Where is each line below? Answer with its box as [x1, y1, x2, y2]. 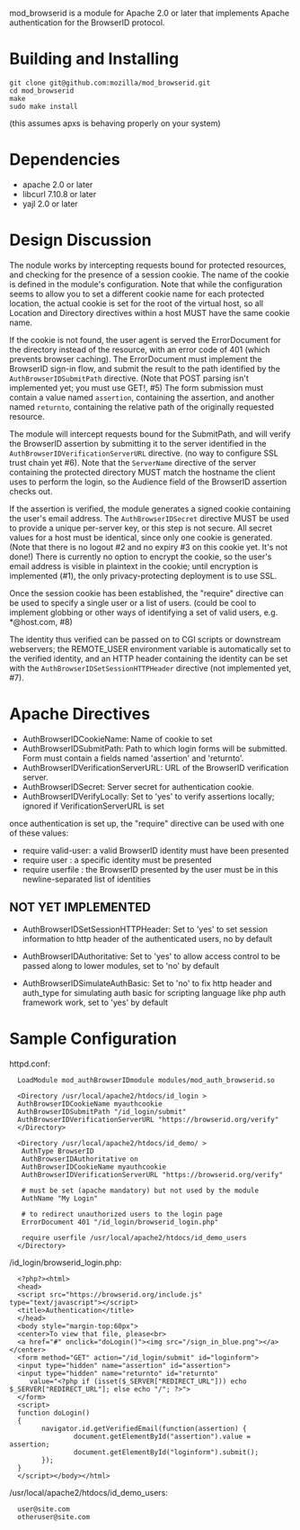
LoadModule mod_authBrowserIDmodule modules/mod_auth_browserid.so [17, 1075, 276, 1084]
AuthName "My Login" [21, 1193, 99, 1203]
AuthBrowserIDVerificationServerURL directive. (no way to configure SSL [9, 448, 278, 458]
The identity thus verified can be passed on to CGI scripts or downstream [9, 634, 281, 645]
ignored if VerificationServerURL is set [22, 801, 164, 811]
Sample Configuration [9, 1028, 177, 1048]
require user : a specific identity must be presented [22, 855, 213, 865]
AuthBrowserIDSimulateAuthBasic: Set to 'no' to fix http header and [22, 977, 272, 989]
